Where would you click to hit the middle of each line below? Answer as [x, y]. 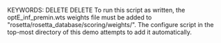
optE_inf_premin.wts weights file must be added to [80, 17]
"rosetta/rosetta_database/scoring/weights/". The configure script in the [110, 25]
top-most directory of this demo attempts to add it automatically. [100, 32]
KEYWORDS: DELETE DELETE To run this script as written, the [96, 10]
